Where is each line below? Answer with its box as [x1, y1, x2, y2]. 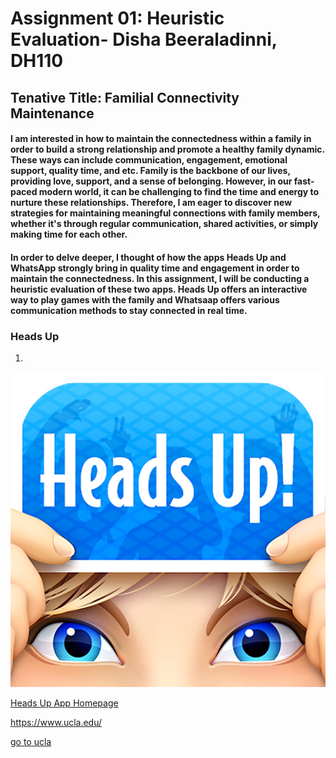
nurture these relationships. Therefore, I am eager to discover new [10, 197, 293, 209]
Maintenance [10, 105, 95, 122]
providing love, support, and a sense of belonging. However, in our [10, 175, 293, 187]
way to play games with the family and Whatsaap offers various [10, 293, 280, 306]
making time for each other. [10, 228, 128, 241]
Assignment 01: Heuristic [10, 7, 225, 30]
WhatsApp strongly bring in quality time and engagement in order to [10, 262, 300, 274]
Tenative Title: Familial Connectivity [10, 89, 240, 106]
